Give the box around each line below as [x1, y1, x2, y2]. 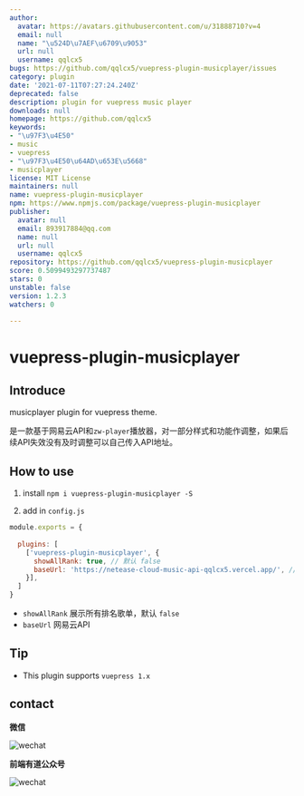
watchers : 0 [9, 300, 54, 309]
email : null [17, 30, 63, 39]
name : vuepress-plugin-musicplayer [9, 190, 144, 199]
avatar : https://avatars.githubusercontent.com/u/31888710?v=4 [17, 22, 261, 31]
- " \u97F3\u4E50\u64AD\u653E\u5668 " [9, 156, 147, 166]
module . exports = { [9, 523, 83, 532]
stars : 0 [9, 275, 43, 284]
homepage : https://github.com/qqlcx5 [9, 114, 152, 123]
